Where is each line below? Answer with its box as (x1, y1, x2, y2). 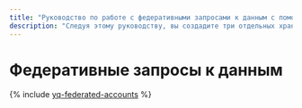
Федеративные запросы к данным (9, 60, 283, 80)
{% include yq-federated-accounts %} (9, 89, 152, 100)
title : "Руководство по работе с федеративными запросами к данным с (9, 12, 276, 22)
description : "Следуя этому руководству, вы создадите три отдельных (9, 21, 276, 30)
